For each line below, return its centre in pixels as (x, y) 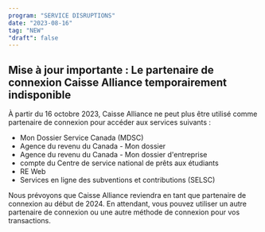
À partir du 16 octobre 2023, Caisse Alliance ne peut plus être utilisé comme (133, 114)
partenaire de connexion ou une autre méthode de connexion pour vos (124, 212)
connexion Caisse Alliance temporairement (117, 82)
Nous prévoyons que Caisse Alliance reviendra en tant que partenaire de (127, 195)
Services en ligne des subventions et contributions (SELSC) (117, 180)
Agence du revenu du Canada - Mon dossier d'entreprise (113, 155)
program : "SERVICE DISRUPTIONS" (62, 15)
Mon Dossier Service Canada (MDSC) (82, 138)
